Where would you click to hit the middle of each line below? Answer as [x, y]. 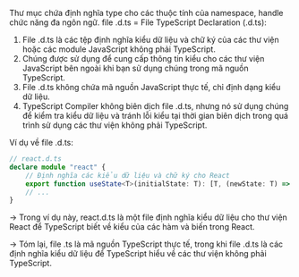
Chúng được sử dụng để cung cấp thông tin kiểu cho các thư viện [143, 59]
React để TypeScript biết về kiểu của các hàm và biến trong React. [132, 227]
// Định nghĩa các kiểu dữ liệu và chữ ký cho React [128, 175]
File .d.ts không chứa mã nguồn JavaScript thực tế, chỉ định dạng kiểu [151, 87]
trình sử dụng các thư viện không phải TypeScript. [115, 125]
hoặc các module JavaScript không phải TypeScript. [119, 49]
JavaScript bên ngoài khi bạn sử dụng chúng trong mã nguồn [135, 68]
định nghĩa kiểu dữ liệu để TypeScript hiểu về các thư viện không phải [138, 254]
